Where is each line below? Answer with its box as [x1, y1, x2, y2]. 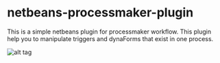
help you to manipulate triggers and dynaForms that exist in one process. [7, 34, 214, 42]
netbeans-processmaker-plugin [7, 5, 194, 21]
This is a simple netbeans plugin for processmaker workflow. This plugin [7, 27, 212, 36]
